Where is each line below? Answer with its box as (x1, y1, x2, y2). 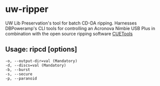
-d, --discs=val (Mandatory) (5, 62, 66, 68)
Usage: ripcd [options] (5, 45, 77, 53)
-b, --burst (5, 67, 30, 72)
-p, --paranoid (5, 76, 37, 81)
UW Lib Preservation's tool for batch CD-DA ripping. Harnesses (5, 20, 137, 26)
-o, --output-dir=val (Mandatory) (5, 58, 78, 63)
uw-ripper (5, 3, 49, 15)
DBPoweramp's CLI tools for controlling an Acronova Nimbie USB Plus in (5, 25, 155, 31)
